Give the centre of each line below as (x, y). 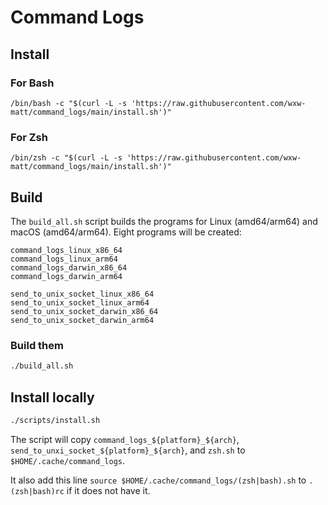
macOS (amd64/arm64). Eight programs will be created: (126, 232)
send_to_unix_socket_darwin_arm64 (82, 320)
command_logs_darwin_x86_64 (69, 267)
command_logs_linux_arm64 (64, 259)
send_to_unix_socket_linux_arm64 (80, 302)
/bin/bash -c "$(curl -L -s (69, 103)
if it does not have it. (108, 490)
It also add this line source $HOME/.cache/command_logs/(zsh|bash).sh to (158, 480)
